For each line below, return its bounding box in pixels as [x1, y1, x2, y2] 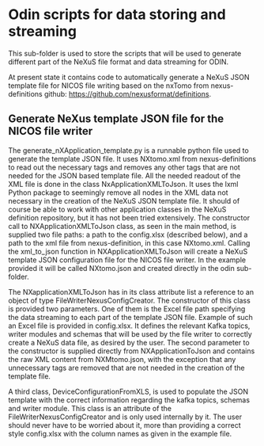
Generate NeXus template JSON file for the [8, 112, 224, 126]
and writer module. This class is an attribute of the [8, 403, 172, 413]
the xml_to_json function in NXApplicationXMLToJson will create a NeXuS [8, 246, 248, 256]
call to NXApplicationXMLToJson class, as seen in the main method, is [8, 221, 237, 231]
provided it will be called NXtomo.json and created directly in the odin [8, 263, 235, 273]
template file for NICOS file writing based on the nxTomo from [8, 81, 209, 90]
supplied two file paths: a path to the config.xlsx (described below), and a [8, 230, 248, 239]
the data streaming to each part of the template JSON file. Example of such [8, 312, 253, 322]
